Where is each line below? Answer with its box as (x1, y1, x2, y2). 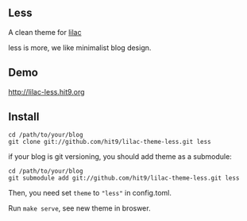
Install (8, 111, 40, 124)
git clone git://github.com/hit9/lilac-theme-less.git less (8, 138, 212, 146)
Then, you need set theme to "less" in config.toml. (8, 188, 172, 198)
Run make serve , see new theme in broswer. (8, 204, 151, 213)
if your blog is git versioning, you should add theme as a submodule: (8, 152, 232, 161)
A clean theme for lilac (8, 27, 82, 37)
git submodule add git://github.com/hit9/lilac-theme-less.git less (8, 174, 240, 182)
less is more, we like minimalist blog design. (8, 43, 152, 52)
